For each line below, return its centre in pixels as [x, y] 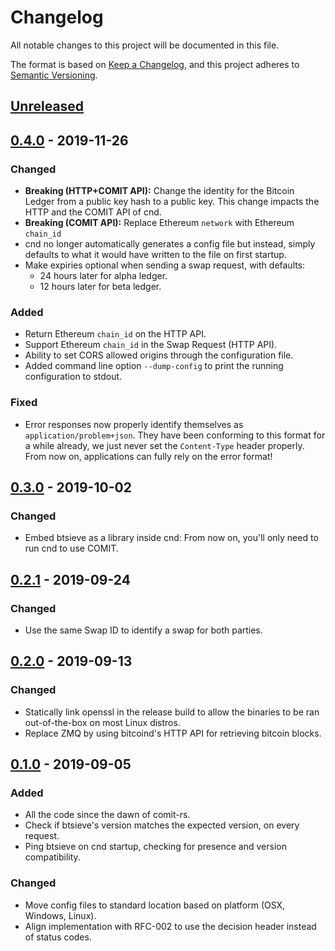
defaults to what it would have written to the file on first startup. [155, 255]
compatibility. [52, 857]
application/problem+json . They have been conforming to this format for [175, 435]
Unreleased [47, 106]
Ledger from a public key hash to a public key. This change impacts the [172, 202]
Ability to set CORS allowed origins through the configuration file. [159, 355]
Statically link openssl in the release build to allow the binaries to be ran [172, 712]
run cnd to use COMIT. [71, 548]
